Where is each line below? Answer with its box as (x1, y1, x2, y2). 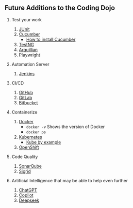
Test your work (11, 16, 42, 22)
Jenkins (18, 70, 35, 77)
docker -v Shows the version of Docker (26, 124, 105, 129)
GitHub (18, 89, 33, 95)
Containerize (11, 109, 37, 115)
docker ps (26, 129, 46, 135)
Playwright (18, 52, 41, 58)
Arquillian (18, 47, 38, 52)
